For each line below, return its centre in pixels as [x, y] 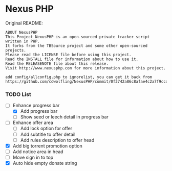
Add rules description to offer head [57, 140]
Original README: [24, 23]
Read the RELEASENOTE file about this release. [57, 64]
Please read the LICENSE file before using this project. [68, 55]
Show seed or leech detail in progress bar [64, 117]
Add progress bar [39, 111]
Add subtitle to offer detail [48, 134]
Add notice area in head [38, 152]
